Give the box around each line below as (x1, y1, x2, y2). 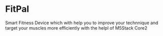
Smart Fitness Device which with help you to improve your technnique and (5, 20, 158, 26)
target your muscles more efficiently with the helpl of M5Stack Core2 (5, 25, 147, 31)
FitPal (5, 3, 29, 15)
